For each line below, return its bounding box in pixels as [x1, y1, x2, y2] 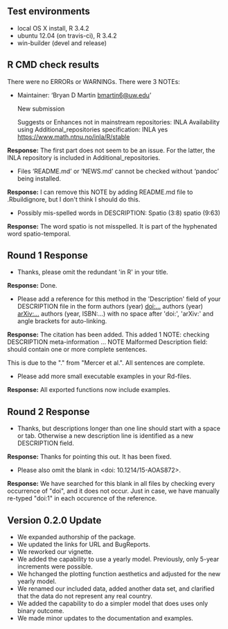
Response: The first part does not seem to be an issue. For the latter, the [7, 146, 216, 154]
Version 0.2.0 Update [7, 514, 102, 526]
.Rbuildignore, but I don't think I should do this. [7, 195, 141, 204]
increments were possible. [17, 562, 93, 571]
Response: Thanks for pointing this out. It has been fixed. [7, 452, 172, 461]
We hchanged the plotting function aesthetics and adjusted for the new [17, 570, 220, 578]
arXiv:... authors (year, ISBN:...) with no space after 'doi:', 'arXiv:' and [17, 309, 213, 318]
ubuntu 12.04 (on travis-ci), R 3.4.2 [17, 31, 117, 40]
